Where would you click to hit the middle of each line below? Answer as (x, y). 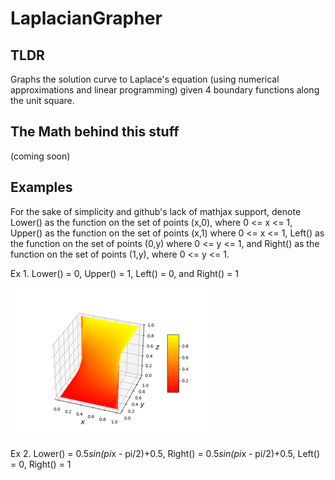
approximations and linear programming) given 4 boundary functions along (165, 90)
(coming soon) (40, 156)
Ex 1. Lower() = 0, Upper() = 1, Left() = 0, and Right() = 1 (124, 273)
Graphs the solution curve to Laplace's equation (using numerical (145, 79)
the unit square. (42, 100)
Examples (41, 187)
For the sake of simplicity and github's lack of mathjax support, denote (156, 211)
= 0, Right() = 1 (41, 464)
